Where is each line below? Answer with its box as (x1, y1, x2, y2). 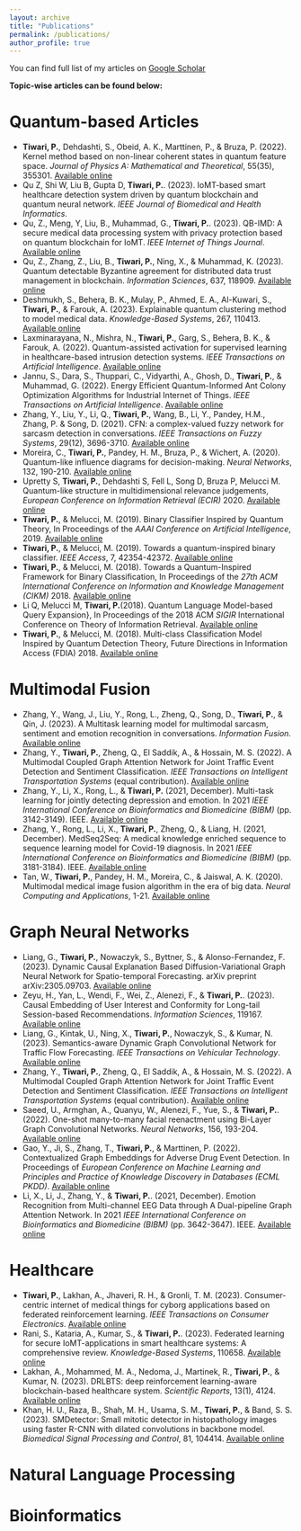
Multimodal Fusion (9, 680, 151, 699)
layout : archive (9, 13, 70, 22)
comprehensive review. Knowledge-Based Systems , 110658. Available (22, 1348, 281, 1357)
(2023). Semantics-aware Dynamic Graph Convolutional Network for (22, 1037, 277, 1048)
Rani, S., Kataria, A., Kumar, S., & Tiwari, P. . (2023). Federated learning (22, 1328, 285, 1339)
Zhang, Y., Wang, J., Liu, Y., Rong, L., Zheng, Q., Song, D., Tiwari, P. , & (22, 709, 283, 720)
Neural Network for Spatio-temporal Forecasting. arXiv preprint (22, 971, 257, 982)
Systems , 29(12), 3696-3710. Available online (22, 438, 190, 449)
